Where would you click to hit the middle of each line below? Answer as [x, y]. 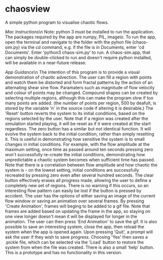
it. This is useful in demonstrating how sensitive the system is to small [75, 139]
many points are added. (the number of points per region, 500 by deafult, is [81, 103]
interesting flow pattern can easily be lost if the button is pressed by [73, 191]
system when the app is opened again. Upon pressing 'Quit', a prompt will [79, 232]
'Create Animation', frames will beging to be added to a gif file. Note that [78, 206]
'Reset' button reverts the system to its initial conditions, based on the [75, 113]
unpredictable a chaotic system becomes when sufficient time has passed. [80, 160]
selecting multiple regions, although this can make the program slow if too [79, 97]
